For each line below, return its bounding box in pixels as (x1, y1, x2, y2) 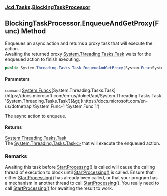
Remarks (5, 153, 27, 160)
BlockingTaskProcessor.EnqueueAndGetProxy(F (5, 19, 159, 28)
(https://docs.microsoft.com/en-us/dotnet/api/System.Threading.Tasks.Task (5, 92, 162, 98)
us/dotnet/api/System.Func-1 (5, 103, 65, 109)
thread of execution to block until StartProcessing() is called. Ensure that (5, 169, 154, 175)
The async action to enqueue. (5, 113, 66, 119)
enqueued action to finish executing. (5, 56, 80, 62)
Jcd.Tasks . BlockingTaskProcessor (5, 4, 91, 11)
